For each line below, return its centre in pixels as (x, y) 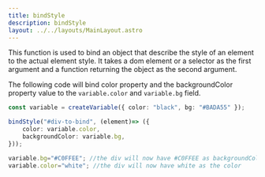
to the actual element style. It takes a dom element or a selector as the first (130, 61)
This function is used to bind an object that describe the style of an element (131, 53)
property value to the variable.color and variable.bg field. (105, 93)
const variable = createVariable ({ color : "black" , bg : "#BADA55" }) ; (127, 107)
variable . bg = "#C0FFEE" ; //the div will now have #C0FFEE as (109, 158)
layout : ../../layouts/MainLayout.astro (76, 30)
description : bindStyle (47, 23)
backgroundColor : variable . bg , (74, 137)
